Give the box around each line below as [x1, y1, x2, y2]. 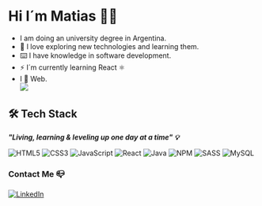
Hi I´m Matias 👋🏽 [8, 7, 118, 25]
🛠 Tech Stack [8, 107, 78, 121]
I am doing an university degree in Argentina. [19, 33, 167, 43]
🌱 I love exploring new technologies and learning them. [19, 41, 199, 51]
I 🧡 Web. [19, 74, 47, 83]
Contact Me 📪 [8, 168, 65, 179]
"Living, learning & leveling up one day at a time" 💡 [8, 132, 180, 142]
